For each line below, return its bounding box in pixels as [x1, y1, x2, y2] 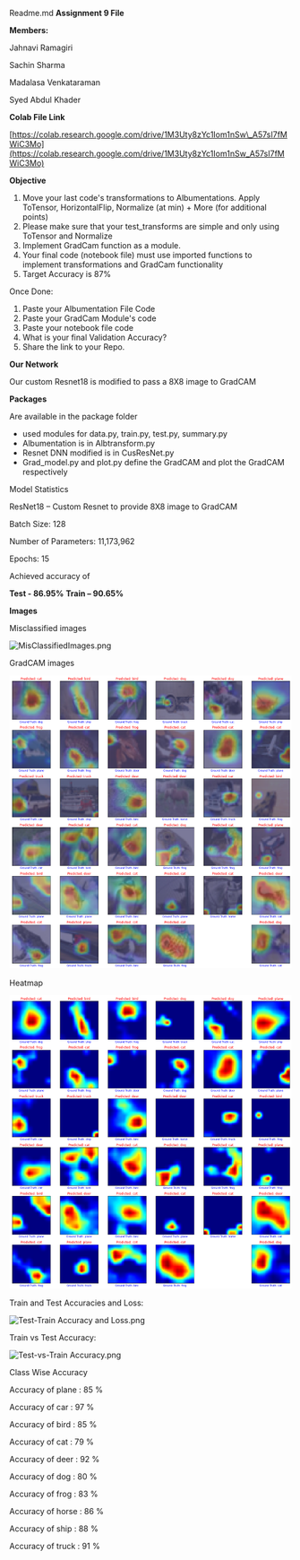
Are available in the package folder [9, 412, 138, 421]
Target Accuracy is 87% [21, 269, 112, 279]
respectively [21, 466, 69, 477]
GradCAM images [9, 658, 74, 668]
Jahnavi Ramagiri [9, 42, 73, 53]
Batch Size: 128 [9, 519, 66, 529]
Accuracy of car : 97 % [9, 1401, 95, 1412]
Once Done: [9, 286, 54, 297]
